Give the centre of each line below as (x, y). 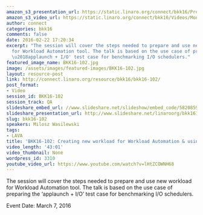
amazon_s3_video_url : (34, 18)
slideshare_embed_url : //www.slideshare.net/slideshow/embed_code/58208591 (104, 107)
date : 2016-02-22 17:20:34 (40, 40)
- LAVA (14, 136)
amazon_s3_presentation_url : (43, 12)
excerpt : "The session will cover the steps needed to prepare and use (98, 46)
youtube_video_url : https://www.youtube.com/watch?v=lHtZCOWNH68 (90, 164)
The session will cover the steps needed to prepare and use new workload (99, 181)
